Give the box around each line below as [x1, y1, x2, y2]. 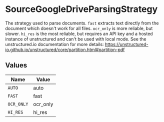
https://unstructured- [104, 41, 148, 47]
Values [5, 61, 27, 69]
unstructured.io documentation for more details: [5, 41, 104, 47]
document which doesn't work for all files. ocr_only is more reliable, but [5, 25, 153, 31]
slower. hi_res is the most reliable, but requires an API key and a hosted [5, 30, 153, 36]
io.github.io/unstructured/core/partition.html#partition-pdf [5, 46, 125, 52]
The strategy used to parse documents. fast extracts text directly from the [5, 20, 159, 26]
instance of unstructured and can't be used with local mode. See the [5, 36, 146, 42]
